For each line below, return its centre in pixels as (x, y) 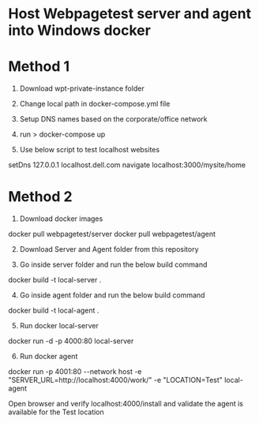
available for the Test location (56, 412)
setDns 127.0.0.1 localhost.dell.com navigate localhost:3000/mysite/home (127, 165)
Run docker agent (49, 357)
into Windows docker (80, 30)
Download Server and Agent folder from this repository (109, 249)
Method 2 (40, 197)
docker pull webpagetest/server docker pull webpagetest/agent (112, 234)
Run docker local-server (59, 326)
